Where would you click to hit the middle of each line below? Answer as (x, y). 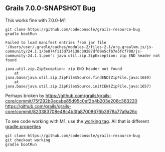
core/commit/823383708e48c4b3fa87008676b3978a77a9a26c (71, 111)
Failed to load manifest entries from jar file (56, 42)
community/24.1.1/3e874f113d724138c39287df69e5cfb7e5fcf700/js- (74, 51)
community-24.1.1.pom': (30, 55)
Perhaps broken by (25, 95)
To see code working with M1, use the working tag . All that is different (77, 121)
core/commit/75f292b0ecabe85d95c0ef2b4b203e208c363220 (71, 101)
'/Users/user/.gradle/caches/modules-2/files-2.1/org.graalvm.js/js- (79, 47)
